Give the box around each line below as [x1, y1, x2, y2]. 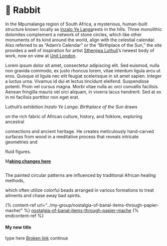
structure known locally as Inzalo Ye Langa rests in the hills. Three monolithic [5, 26, 162, 32]
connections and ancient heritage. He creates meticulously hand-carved [5, 128, 154, 134]
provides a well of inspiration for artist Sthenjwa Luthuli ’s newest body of [5, 47, 155, 53]
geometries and [5, 139, 38, 145]
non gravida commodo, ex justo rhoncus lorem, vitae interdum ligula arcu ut [5, 67, 161, 74]
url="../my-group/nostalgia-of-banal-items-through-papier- [37, 202, 160, 208]
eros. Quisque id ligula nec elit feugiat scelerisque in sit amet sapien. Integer [5, 73, 162, 79]
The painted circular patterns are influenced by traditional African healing [5, 172, 156, 178]
